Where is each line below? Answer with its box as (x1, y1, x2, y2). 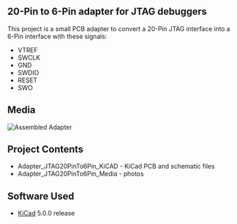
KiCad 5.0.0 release (17, 209, 76, 218)
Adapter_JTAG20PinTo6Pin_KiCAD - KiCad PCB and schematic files (17, 162, 215, 171)
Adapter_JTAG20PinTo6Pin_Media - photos (17, 169, 144, 178)
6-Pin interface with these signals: (7, 32, 108, 40)
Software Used (7, 190, 74, 202)
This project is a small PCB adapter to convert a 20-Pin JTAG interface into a (7, 24, 231, 33)
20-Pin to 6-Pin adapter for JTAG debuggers (7, 6, 207, 18)
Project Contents (7, 143, 83, 155)
